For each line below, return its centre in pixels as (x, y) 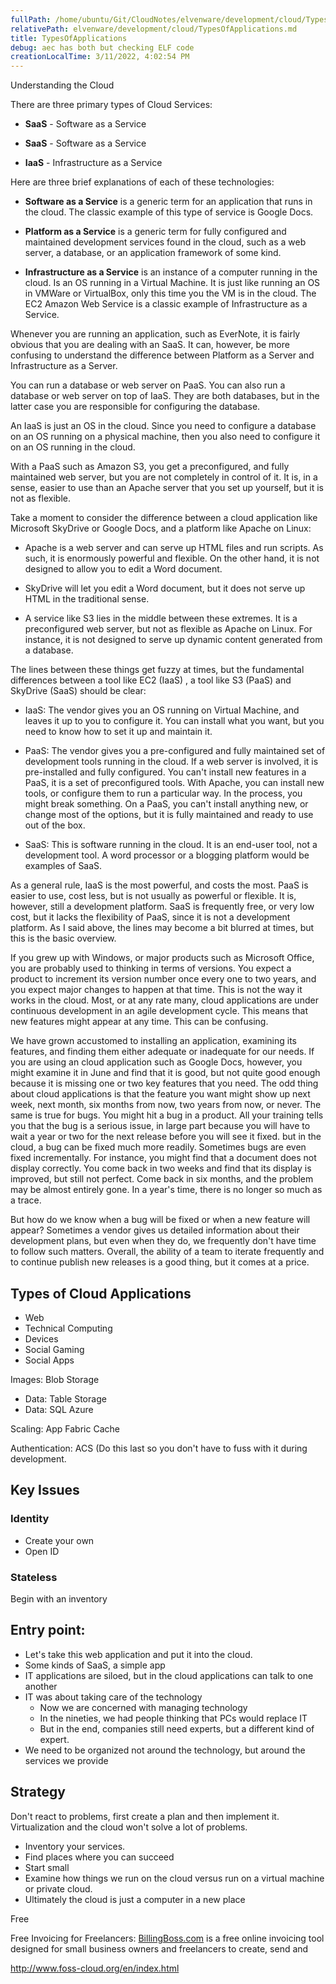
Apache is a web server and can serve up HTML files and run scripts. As (174, 548)
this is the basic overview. (63, 938)
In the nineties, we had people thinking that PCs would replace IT (173, 1718)
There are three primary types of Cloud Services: (111, 105)
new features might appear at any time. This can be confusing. (139, 1022)
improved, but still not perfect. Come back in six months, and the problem (162, 1179)
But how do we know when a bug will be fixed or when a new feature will (160, 1220)
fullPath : (31, 19)
